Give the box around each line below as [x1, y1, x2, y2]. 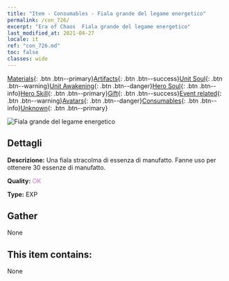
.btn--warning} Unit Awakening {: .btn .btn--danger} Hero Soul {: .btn [7, 81, 198, 90]
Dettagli [7, 137, 42, 149]
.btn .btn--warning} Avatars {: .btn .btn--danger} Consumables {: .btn [7, 96, 199, 105]
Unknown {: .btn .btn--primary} [20, 103, 108, 112]
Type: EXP [7, 190, 38, 198]
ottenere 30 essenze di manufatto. [7, 163, 106, 171]
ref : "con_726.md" [7, 42, 60, 49]
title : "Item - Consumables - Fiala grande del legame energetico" [7, 10, 207, 17]
